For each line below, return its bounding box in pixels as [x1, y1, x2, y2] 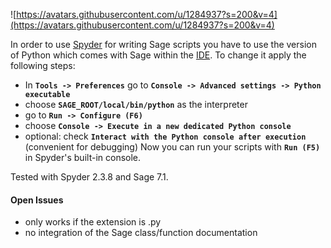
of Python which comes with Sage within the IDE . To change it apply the [10, 49, 307, 61]
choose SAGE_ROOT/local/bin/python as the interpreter [24, 99, 248, 110]
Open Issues [10, 194, 64, 206]
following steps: [10, 60, 76, 71]
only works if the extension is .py [24, 216, 162, 228]
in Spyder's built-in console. [24, 152, 142, 163]
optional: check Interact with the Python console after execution [24, 130, 307, 142]
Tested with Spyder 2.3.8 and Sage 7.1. [10, 171, 169, 183]
